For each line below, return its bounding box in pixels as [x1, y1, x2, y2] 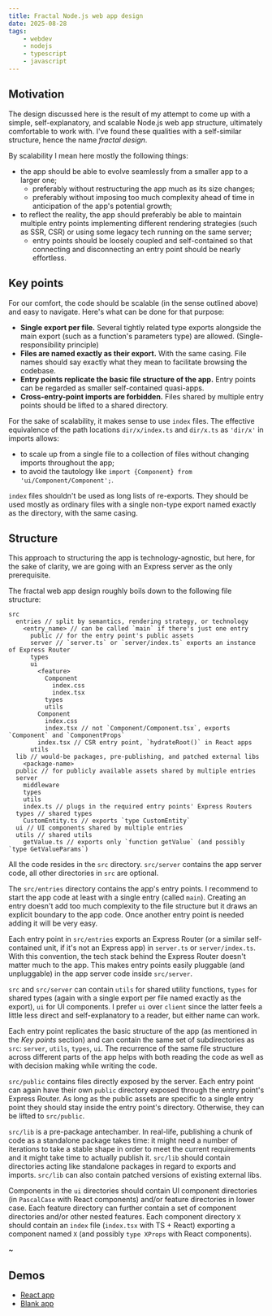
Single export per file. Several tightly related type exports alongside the [19, 322, 261, 332]
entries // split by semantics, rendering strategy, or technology [15, 617, 249, 626]
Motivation [8, 87, 65, 102]
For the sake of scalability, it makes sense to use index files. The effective [8, 416, 255, 425]
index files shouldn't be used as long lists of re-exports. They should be [8, 490, 249, 500]
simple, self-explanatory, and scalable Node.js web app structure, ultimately [8, 117, 263, 127]
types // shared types [15, 810, 93, 818]
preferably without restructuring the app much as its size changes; [32, 184, 256, 194]
